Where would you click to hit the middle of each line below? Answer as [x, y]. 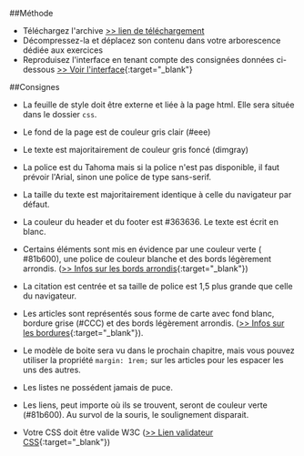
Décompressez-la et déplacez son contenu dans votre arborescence [152, 41]
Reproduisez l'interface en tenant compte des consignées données [148, 60]
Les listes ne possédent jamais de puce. [97, 387]
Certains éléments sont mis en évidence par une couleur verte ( [142, 249]
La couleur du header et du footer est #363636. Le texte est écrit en [151, 222]
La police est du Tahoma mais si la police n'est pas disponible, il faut [151, 167]
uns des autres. [52, 370]
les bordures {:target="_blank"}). [83, 333]
